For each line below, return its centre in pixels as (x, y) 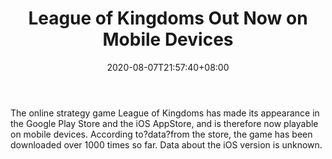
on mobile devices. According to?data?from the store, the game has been (161, 134)
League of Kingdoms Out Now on (168, 18)
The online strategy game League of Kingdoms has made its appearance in (165, 113)
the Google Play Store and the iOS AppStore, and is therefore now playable (164, 123)
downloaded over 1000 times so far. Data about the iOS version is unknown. (166, 144)
